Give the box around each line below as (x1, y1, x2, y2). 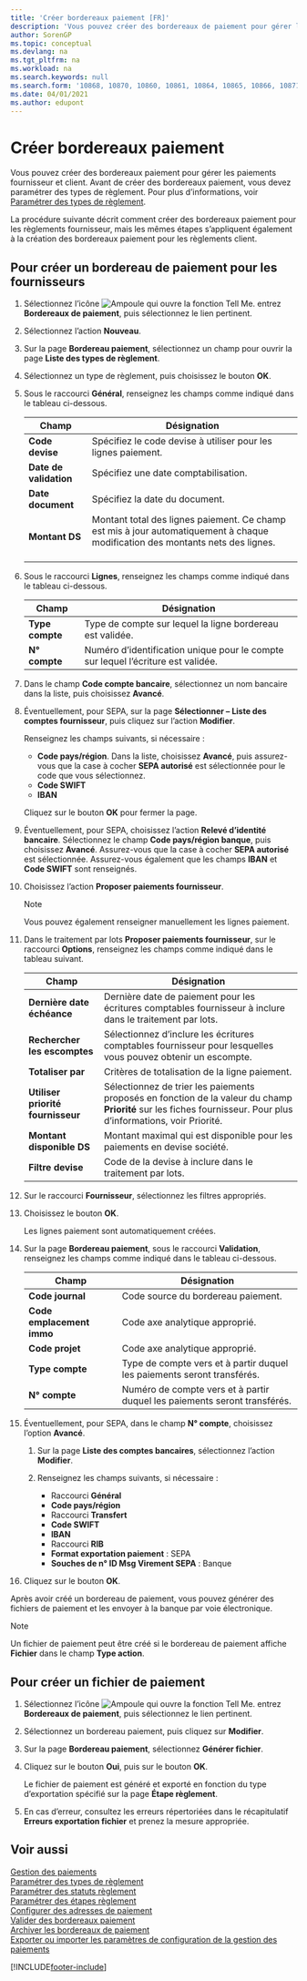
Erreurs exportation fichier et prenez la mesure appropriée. (23, 1815, 250, 1826)
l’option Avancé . (23, 1427, 86, 1439)
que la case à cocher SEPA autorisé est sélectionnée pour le (57, 761, 286, 771)
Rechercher (27, 1034, 81, 1047)
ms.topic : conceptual (10, 38, 93, 48)
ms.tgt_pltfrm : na (10, 56, 80, 65)
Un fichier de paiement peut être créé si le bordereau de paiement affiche (10, 1639, 287, 1649)
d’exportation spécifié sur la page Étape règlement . (23, 1788, 218, 1799)
